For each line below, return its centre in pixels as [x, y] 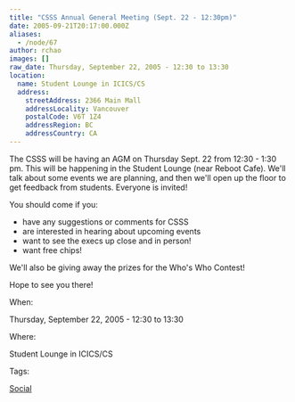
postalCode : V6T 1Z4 [63, 117]
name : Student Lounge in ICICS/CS [81, 84]
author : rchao [36, 51]
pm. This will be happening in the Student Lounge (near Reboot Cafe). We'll [148, 168]
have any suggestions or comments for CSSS [105, 222]
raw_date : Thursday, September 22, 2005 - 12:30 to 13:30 [119, 68]
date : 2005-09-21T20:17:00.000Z [69, 26]
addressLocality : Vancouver [77, 109]
